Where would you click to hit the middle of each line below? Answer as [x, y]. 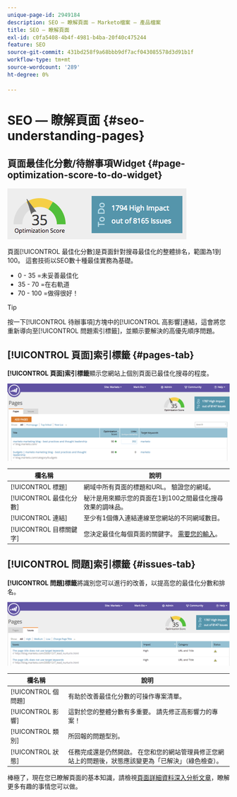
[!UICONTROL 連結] [39, 518]
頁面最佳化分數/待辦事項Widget [77, 164]
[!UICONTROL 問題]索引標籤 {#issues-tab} [102, 564]
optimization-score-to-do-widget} [85, 175]
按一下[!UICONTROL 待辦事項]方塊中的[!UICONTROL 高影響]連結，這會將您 [117, 321]
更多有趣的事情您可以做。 [44, 786]
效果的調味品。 [105, 507]
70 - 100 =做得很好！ [48, 293]
